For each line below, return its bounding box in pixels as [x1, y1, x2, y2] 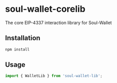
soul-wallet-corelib [5, 3, 85, 15]
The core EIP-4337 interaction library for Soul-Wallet [5, 20, 112, 26]
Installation [5, 34, 40, 42]
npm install [5, 47, 30, 52]
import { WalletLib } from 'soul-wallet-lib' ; [5, 74, 103, 79]
